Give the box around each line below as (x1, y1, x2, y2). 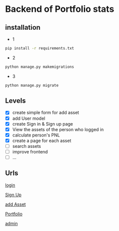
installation (5, 23, 41, 32)
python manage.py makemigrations (5, 64, 74, 69)
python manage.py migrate (5, 83, 59, 88)
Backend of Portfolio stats (5, 3, 115, 15)
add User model (12, 115, 46, 121)
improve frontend (12, 148, 48, 154)
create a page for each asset (12, 138, 71, 143)
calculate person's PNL (12, 132, 60, 138)
